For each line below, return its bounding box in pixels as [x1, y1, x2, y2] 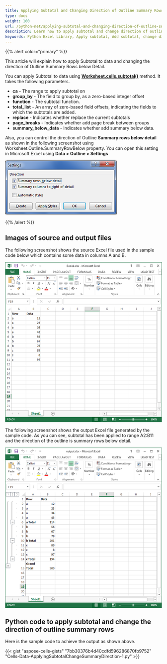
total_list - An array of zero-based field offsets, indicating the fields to [12, 104, 157, 110]
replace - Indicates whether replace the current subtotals [12, 114, 130, 120]
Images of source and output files [5, 234, 112, 242]
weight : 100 [5, 18, 30, 23]
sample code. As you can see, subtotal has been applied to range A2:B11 [5, 433, 154, 439]
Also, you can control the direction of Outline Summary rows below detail [5, 135, 157, 140]
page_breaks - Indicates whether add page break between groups [12, 120, 150, 125]
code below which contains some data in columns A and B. [5, 252, 126, 258]
